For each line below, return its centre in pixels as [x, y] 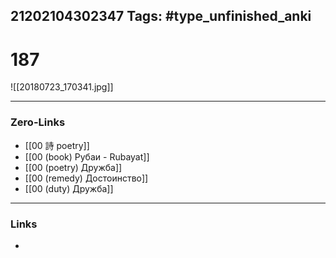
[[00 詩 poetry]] [57, 145]
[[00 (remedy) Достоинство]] [86, 178]
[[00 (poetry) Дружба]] [73, 167]
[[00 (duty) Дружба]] [69, 188]
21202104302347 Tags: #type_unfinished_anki [161, 16]
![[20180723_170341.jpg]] [62, 87]
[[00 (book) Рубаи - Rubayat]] [87, 156]
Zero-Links [38, 122]
